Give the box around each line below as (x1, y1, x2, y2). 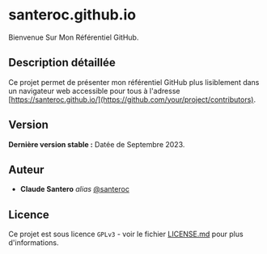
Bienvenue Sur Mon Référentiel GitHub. (8, 32, 139, 42)
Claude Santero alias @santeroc (19, 184, 129, 194)
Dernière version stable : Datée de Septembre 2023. (8, 139, 185, 149)
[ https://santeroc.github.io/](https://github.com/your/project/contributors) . (8, 95, 256, 104)
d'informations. (8, 238, 59, 248)
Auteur (8, 163, 44, 176)
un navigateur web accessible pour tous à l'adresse (8, 86, 180, 95)
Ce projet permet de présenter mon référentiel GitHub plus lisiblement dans (8, 77, 260, 87)
